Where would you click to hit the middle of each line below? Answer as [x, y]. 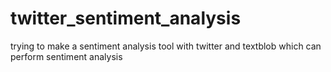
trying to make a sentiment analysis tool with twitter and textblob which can [166, 46]
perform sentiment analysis [66, 56]
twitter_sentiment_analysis [126, 18]
